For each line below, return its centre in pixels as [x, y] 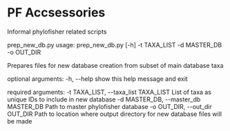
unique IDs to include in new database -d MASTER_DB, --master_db [104, 99]
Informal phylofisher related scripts [57, 32]
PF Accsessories [56, 13]
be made [20, 121]
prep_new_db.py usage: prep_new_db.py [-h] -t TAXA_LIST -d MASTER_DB [115, 45]
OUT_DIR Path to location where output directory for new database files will [115, 114]
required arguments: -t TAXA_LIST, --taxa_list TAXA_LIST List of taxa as [109, 92]
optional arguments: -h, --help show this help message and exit [97, 79]
